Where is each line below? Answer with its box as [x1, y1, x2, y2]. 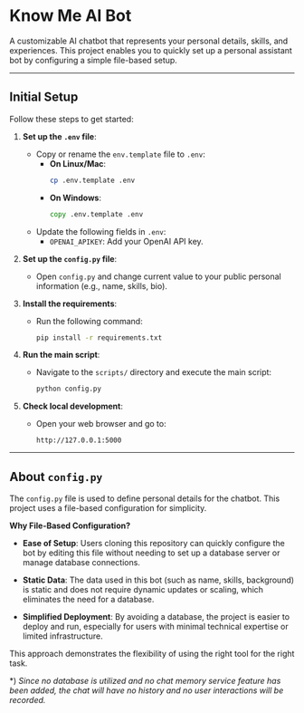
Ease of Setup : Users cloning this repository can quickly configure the [22, 538, 285, 549]
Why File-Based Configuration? [9, 520, 131, 531]
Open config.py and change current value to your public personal [35, 271, 282, 282]
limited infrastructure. [22, 631, 103, 641]
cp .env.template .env [49, 176, 136, 185]
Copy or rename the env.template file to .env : [35, 149, 205, 159]
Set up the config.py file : [22, 253, 118, 264]
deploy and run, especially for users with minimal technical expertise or [22, 621, 289, 632]
